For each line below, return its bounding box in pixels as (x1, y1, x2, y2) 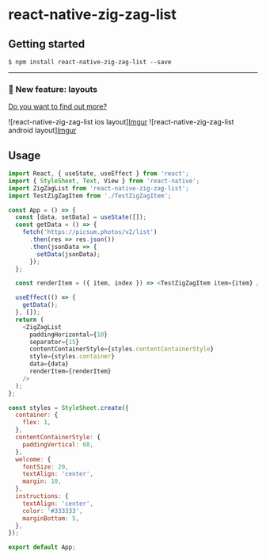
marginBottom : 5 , (22, 514, 80, 523)
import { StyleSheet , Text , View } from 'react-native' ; (8, 177, 200, 185)
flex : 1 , (22, 419, 51, 427)
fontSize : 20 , (22, 462, 69, 471)
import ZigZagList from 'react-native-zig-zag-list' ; (8, 184, 190, 192)
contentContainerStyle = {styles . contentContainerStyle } (28, 345, 215, 354)
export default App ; (8, 543, 77, 552)
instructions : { (15, 492, 69, 500)
